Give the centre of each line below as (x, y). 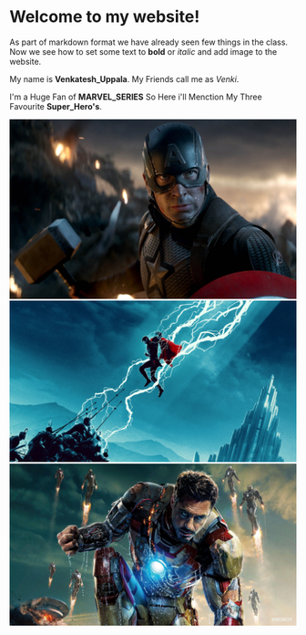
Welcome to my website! (105, 17)
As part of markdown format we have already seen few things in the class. (149, 42)
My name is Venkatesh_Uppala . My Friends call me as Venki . (124, 78)
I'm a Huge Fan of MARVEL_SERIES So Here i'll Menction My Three (136, 97)
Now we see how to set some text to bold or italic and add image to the (143, 51)
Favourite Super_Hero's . (56, 106)
